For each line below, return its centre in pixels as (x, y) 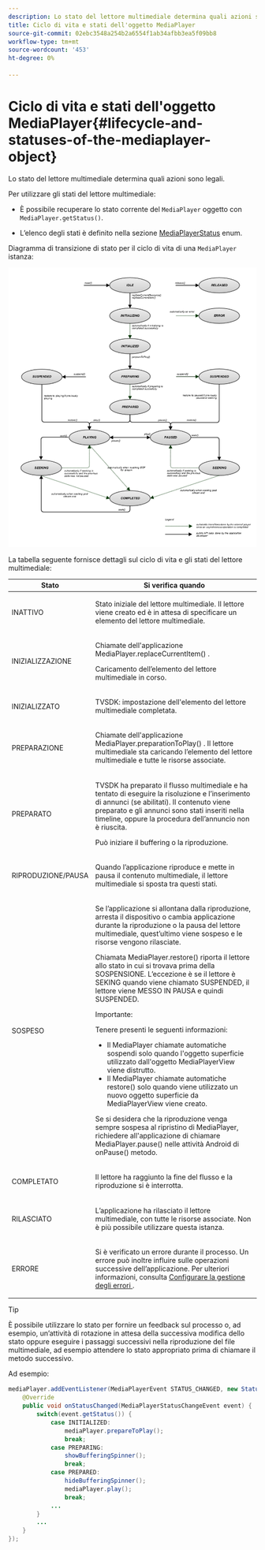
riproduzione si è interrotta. (139, 1186)
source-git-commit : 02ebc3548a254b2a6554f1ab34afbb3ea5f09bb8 (112, 33)
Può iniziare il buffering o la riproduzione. (162, 842)
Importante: (114, 1015)
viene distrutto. (131, 1070)
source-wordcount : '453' (49, 50)
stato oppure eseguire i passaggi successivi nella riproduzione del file (121, 1342)
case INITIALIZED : (80, 1422)
